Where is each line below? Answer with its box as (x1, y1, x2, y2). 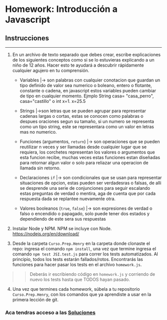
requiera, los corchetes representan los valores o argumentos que (19, 149, 155, 155)
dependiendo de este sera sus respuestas (19, 216, 106, 222)
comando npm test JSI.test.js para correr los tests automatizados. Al (12, 251, 158, 257)
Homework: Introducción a (5, 3, 118, 15)
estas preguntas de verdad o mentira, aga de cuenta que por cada (19, 190, 156, 196)
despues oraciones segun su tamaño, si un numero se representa (19, 118, 154, 124)
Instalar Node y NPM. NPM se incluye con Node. (12, 226, 112, 232)
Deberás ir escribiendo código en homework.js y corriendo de (29, 271, 156, 277)
